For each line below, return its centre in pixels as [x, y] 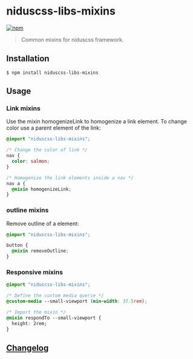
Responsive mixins [35, 272]
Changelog [28, 348]
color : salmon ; [31, 162]
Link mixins [23, 108]
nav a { [16, 183]
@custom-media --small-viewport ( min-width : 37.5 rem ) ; [77, 301]
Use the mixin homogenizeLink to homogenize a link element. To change [97, 122]
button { [17, 245]
